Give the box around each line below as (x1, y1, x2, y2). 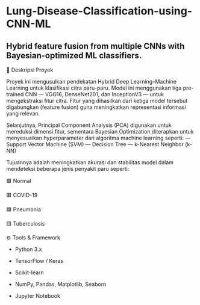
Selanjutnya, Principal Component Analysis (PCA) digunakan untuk (6, 122, 172, 129)
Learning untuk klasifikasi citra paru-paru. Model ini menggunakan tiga (6, 84, 182, 91)
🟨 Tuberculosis (6, 220, 45, 227)
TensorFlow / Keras (14, 257, 64, 264)
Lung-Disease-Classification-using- (6, 4, 193, 18)
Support (6, 141, 27, 148)
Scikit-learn (14, 269, 44, 276)
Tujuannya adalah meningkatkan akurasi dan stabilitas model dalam (6, 159, 173, 166)
